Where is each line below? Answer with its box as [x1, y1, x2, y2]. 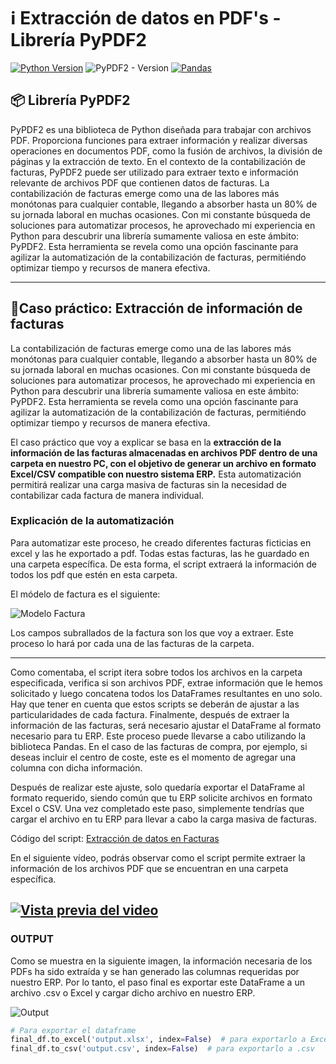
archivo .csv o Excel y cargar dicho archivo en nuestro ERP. [10, 986, 256, 999]
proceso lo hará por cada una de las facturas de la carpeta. [10, 637, 255, 649]
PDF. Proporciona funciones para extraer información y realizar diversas [10, 134, 308, 146]
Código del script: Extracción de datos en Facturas [10, 832, 220, 844]
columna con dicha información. [10, 761, 143, 774]
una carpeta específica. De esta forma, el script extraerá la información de [10, 558, 318, 570]
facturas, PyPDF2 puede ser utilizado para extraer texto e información [10, 166, 299, 178]
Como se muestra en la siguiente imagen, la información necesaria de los [10, 955, 313, 967]
